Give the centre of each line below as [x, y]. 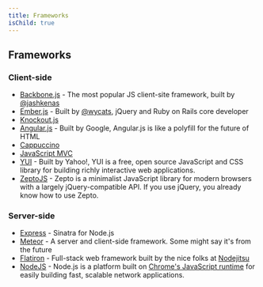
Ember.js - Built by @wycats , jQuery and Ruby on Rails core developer [134, 111]
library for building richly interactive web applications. [107, 170]
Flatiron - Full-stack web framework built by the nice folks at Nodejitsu [134, 259]
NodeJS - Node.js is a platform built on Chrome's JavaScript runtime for [137, 266]
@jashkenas [40, 103]
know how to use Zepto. [59, 195]
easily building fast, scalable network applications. [102, 275]
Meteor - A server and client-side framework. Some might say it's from [135, 241]
